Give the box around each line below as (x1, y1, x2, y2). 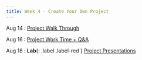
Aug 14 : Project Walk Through (6, 24, 80, 31)
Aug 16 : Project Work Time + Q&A (6, 36, 89, 43)
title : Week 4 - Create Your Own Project (6, 8, 109, 15)
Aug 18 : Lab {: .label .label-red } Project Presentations (6, 47, 136, 54)
